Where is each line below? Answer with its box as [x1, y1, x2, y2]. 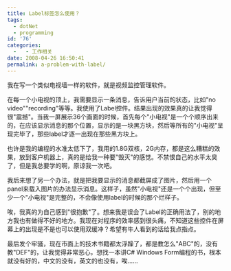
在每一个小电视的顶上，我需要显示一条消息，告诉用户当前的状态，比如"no [7, 95, 217, 104]
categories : [7, 42, 41, 49]
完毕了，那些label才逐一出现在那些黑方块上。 [12, 130, 142, 138]
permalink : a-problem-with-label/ [7, 61, 107, 68]
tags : [7, 16, 23, 23]
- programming [13, 29, 54, 36]
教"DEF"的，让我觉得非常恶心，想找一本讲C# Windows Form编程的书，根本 [7, 248, 221, 256]
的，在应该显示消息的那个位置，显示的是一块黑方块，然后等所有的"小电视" [7, 121, 218, 129]
